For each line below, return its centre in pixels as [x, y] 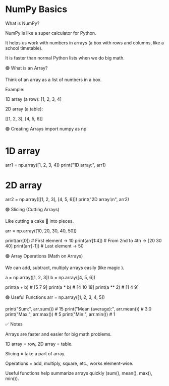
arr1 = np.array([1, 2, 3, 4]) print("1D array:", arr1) [55, 165]
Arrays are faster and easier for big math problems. [59, 334]
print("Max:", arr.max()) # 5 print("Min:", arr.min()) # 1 [60, 314]
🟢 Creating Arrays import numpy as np [46, 128]
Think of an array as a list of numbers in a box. [53, 80]
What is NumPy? [22, 23]
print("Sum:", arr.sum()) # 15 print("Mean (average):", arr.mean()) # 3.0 [78, 309]
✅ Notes [14, 324]
